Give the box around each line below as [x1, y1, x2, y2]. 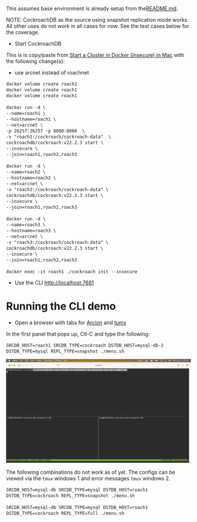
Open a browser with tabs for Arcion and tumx [14, 319, 127, 326]
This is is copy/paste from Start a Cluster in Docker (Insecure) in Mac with [6, 52, 185, 58]
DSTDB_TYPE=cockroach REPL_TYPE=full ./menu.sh [6, 510, 125, 517]
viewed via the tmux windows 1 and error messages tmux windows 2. [6, 475, 171, 482]
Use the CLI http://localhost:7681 [14, 279, 94, 286]
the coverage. [6, 29, 40, 36]
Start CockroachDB [14, 40, 62, 47]
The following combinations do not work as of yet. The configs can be [6, 469, 176, 476]
